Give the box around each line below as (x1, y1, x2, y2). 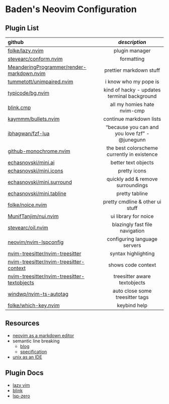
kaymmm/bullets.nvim (8, 115, 60, 122)
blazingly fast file (112, 221, 152, 228)
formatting (120, 56, 145, 62)
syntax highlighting (110, 250, 155, 257)
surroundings (116, 182, 148, 189)
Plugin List (5, 24, 39, 32)
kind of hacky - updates (103, 86, 161, 93)
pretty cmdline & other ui (103, 198, 161, 205)
